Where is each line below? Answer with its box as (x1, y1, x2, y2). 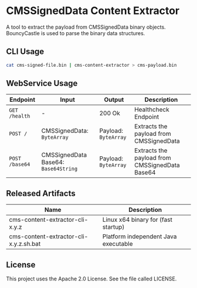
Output (104, 95, 124, 104)
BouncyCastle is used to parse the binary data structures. (6, 29, 145, 36)
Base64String (41, 166, 78, 172)
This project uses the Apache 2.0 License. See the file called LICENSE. (6, 275, 177, 282)
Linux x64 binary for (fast (102, 215, 173, 224)
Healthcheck (134, 105, 169, 114)
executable (102, 240, 133, 248)
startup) (102, 223, 125, 231)
